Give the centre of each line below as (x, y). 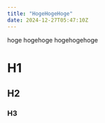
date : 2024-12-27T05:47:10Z (48, 20)
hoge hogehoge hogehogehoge (53, 40)
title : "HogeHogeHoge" (40, 14)
